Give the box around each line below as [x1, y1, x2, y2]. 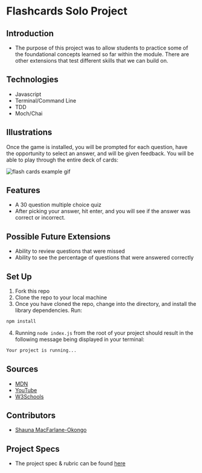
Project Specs [6, 443, 60, 454]
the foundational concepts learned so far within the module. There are [14, 51, 189, 58]
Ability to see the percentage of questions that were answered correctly [14, 254, 194, 261]
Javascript [14, 90, 42, 98]
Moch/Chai [14, 110, 43, 117]
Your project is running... [6, 347, 77, 354]
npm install [6, 319, 36, 325]
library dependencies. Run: [14, 306, 83, 314]
